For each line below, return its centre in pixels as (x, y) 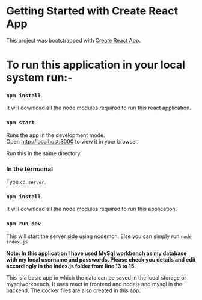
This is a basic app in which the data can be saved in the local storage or (96, 277)
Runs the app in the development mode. (56, 135)
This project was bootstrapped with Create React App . (74, 40)
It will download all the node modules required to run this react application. (99, 108)
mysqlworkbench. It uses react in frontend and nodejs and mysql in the (94, 284)
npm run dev (24, 224)
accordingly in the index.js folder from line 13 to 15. (71, 266)
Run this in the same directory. (44, 153)
